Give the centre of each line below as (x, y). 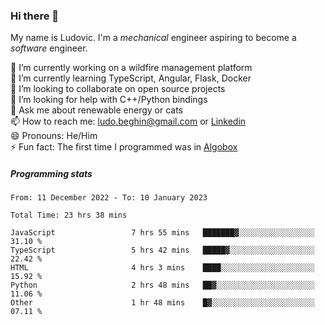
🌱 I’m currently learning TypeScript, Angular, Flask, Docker (131, 78)
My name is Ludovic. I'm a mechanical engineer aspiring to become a (153, 38)
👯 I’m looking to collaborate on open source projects (118, 89)
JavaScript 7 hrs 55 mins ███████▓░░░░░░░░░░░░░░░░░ (162, 233)
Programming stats (51, 173)
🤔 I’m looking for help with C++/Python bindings (109, 100)
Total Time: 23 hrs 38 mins (69, 215)
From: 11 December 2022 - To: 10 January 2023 (109, 198)
